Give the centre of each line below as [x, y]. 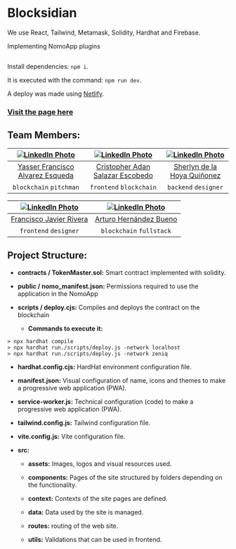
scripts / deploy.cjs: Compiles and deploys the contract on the [109, 307]
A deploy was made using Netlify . [56, 94]
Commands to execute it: [65, 328]
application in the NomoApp [58, 293]
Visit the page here [40, 112]
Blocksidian [42, 13]
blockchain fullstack [136, 231]
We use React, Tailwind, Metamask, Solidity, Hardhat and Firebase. [104, 32]
